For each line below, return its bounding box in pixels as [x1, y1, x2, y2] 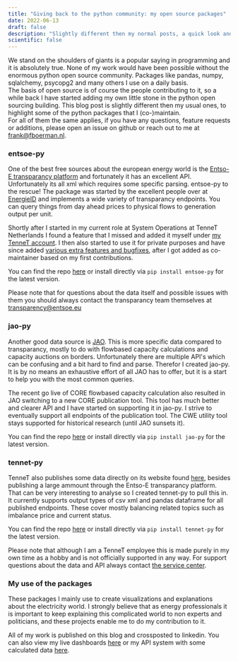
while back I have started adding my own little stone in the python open [8, 93, 216, 103]
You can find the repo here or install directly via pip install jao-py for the [8, 432, 225, 440]
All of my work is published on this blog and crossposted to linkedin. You [8, 631, 220, 640]
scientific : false [8, 37, 62, 44]
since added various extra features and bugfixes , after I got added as [8, 246, 210, 255]
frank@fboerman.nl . [8, 131, 66, 140]
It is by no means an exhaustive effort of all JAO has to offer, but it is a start [8, 367, 227, 375]
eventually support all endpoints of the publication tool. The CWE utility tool [8, 411, 228, 419]
